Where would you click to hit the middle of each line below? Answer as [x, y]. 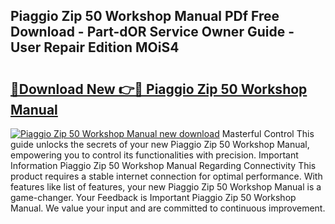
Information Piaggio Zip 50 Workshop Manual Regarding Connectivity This [163, 165]
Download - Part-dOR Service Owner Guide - [152, 32]
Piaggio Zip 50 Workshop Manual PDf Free [145, 16]
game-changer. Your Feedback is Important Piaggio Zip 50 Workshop [153, 197]
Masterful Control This [268, 133]
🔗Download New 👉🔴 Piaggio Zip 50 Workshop [159, 89]
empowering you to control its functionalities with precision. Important [154, 155]
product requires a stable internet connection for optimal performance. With [166, 176]
